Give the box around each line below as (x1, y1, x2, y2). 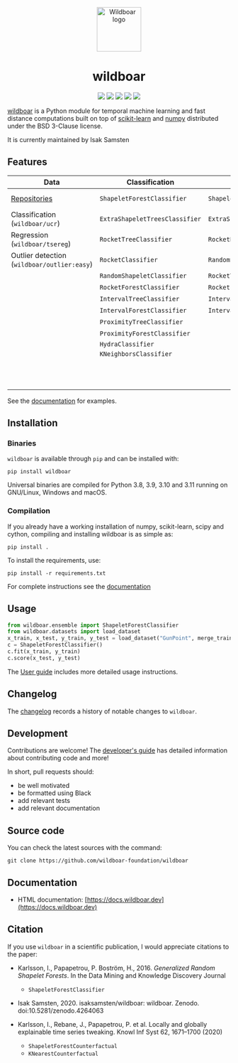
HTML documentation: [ (17, 895, 87, 904)
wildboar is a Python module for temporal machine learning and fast (7, 107, 205, 115)
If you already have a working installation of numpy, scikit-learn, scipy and (7, 522, 225, 531)
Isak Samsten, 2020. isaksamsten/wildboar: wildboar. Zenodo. (17, 998, 200, 1007)
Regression (11, 230, 49, 239)
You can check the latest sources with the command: (7, 843, 162, 852)
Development (7, 728, 69, 739)
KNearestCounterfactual (28, 1050, 99, 1057)
